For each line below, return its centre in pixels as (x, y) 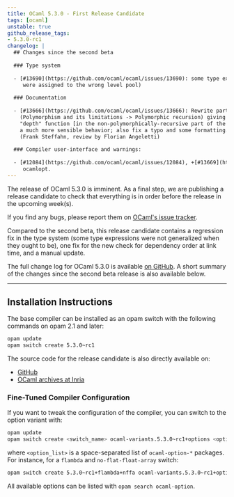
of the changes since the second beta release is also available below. (107, 274)
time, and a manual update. (46, 253)
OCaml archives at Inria (51, 379)
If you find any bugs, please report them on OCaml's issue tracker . (102, 217)
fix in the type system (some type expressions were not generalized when (113, 238)
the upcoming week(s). (40, 203)
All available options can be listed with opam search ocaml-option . (101, 486)
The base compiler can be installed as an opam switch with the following (111, 319)
